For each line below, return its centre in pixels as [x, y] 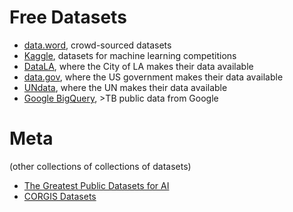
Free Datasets [68, 17]
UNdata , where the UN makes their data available [125, 87]
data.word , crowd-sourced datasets [97, 45]
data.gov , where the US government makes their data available [153, 77]
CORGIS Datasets [60, 196]
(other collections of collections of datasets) [100, 166]
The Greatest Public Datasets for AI [96, 185]
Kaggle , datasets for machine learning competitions [130, 55]
